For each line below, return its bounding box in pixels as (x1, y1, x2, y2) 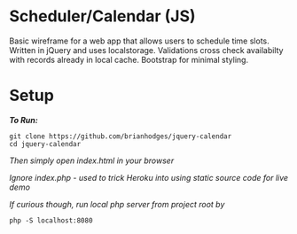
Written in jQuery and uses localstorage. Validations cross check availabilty (9, 44, 284, 55)
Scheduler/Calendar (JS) (9, 6, 197, 27)
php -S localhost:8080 (9, 215, 93, 225)
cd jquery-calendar (9, 139, 82, 148)
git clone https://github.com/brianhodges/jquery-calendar (9, 131, 232, 141)
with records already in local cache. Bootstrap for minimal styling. (9, 54, 249, 65)
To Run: (9, 114, 38, 125)
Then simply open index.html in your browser (9, 155, 175, 166)
